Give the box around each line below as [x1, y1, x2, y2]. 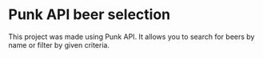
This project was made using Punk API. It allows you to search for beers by [8, 32, 255, 41]
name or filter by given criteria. [8, 40, 110, 49]
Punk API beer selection [8, 6, 171, 24]
